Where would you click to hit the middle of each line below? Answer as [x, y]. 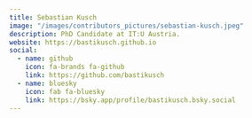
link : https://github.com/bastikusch [95, 75]
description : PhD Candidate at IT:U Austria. [94, 34]
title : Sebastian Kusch [53, 17]
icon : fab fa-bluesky [65, 91]
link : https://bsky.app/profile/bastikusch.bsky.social [131, 100]
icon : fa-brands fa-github [75, 67]
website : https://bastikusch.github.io [83, 42]
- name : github [45, 59]
